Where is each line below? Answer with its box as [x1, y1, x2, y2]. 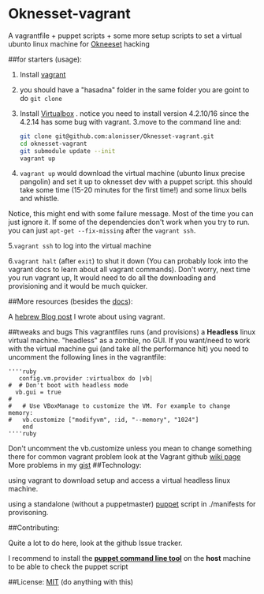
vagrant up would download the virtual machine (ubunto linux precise [19, 169, 246, 178]
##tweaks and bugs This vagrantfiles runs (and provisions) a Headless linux [8, 327, 256, 337]
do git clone [19, 93, 63, 103]
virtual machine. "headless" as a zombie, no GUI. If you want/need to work [8, 336, 251, 346]
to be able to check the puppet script [8, 562, 128, 572]
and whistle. [19, 194, 60, 204]
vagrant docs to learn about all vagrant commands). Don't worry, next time [8, 265, 251, 275]
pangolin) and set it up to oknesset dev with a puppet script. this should [19, 177, 253, 186]
